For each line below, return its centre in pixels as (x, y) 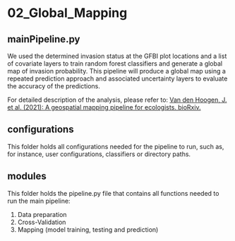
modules (27, 176)
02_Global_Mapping (67, 13)
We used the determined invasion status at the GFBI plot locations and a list (117, 56)
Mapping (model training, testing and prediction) (88, 229)
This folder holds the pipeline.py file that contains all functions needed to (113, 193)
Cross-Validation (42, 222)
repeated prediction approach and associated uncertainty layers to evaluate (117, 78)
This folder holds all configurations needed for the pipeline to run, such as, (116, 146)
